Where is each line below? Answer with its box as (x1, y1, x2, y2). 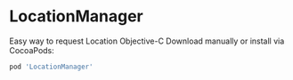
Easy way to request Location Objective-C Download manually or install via (9, 36, 285, 46)
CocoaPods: (9, 44, 55, 55)
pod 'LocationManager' (9, 62, 94, 71)
